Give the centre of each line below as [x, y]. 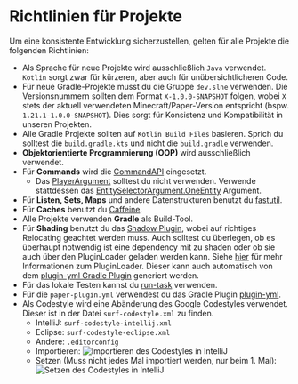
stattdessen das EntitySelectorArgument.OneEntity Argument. [149, 190]
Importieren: [58, 351]
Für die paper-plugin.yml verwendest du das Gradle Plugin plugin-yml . [152, 294]
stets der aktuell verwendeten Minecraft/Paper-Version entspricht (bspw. [156, 105]
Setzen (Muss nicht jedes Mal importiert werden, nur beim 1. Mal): [156, 360]
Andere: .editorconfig [77, 341]
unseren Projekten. [56, 124]
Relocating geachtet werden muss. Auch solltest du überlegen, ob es [149, 237]
